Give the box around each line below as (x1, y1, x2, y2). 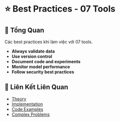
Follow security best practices (11, 69, 74, 75)
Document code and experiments (11, 59, 81, 64)
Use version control (11, 53, 52, 59)
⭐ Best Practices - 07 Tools (4, 3, 116, 15)
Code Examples (11, 106, 43, 112)
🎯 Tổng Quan (4, 26, 44, 34)
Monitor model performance (11, 64, 70, 70)
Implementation (11, 101, 43, 107)
